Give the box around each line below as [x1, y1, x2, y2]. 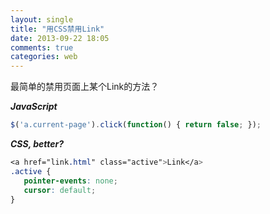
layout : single [10, 14, 74, 25]
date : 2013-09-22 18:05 [10, 33, 110, 43]
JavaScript [10, 101, 58, 113]
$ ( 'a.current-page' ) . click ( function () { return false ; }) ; [10, 120, 262, 130]
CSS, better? [10, 138, 65, 150]
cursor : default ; [23, 185, 97, 195]
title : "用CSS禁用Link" [10, 24, 105, 34]
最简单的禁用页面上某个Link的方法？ [10, 81, 160, 93]
